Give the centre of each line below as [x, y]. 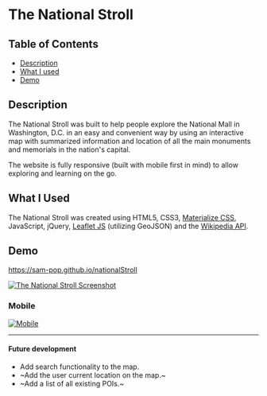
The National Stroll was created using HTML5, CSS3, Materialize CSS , [122, 217]
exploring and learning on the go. [63, 173]
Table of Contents [54, 44]
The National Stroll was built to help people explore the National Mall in [124, 124]
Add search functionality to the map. [79, 367]
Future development [43, 349]
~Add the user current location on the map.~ [93, 375]
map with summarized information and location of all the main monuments [130, 141]
